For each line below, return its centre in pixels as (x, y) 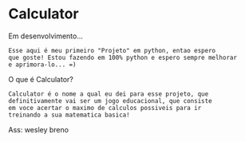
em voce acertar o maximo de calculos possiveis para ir (105, 108)
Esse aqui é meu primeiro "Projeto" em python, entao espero (112, 50)
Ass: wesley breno (39, 129)
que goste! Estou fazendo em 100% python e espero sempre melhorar (123, 57)
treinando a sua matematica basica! (69, 115)
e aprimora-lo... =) (43, 65)
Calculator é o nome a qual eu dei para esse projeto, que (109, 94)
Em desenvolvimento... (46, 36)
